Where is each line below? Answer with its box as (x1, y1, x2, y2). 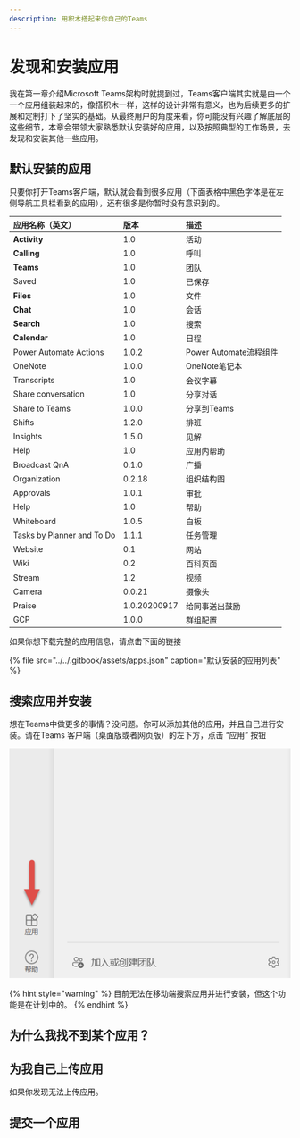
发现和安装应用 (9, 56, 120, 77)
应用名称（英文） (12, 219, 76, 230)
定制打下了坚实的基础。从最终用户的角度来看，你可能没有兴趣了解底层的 (24, 110, 291, 121)
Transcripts (12, 375, 55, 386)
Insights (12, 431, 43, 442)
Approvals (12, 488, 51, 498)
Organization (12, 473, 61, 484)
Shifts (12, 416, 35, 428)
